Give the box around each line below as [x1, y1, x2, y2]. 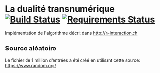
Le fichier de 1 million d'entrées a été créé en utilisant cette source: [5, 57, 141, 63]
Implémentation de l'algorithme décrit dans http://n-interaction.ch [5, 30, 138, 36]
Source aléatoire [5, 44, 56, 52]
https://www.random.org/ [5, 62, 56, 68]
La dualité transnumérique [5, 3, 115, 15]
